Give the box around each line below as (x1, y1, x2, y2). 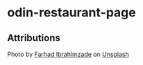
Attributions (7, 32, 61, 44)
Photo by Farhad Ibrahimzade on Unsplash (7, 50, 130, 58)
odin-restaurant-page (7, 5, 137, 21)
